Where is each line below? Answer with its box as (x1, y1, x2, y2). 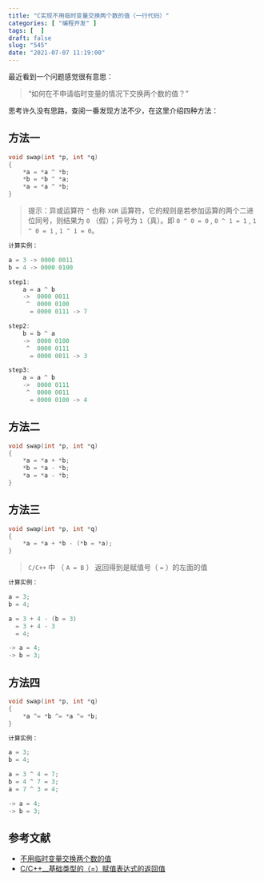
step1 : (8, 277, 30, 286)
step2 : (8, 322, 30, 330)
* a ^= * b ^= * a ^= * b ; (22, 712, 98, 720)
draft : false (8, 34, 52, 42)
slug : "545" (8, 42, 48, 50)
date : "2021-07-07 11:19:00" (8, 49, 106, 57)
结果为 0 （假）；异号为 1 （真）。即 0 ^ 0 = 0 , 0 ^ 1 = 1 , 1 (62, 216, 257, 225)
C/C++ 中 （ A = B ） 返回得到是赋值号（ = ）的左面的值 (27, 563, 208, 572)
